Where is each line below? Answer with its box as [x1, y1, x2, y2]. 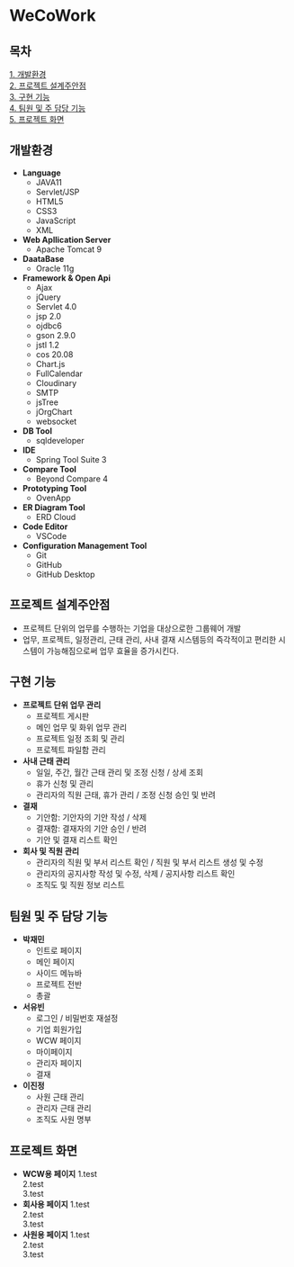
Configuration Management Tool [22, 540, 147, 551]
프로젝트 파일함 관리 [35, 744, 106, 756]
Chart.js [35, 358, 66, 369]
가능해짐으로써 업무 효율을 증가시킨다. [46, 645, 180, 656]
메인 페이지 [35, 957, 75, 967]
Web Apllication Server [22, 234, 111, 245]
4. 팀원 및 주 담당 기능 [9, 103, 86, 113]
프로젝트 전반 [35, 979, 83, 990]
